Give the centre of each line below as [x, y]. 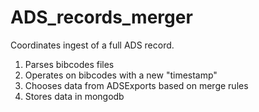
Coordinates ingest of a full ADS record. [92, 45]
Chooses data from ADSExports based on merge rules [136, 85]
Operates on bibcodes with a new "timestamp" [121, 75]
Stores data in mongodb [74, 96]
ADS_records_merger [101, 17]
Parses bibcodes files [69, 64]
